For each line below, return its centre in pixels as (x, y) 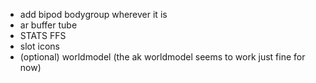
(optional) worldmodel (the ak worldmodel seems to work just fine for (162, 57)
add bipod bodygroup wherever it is (93, 14)
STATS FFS (43, 35)
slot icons (39, 46)
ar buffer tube (48, 25)
